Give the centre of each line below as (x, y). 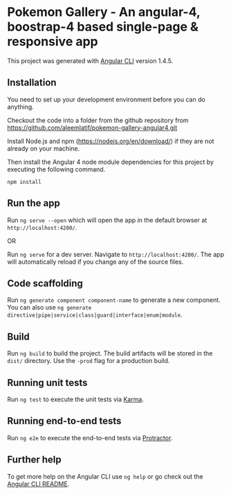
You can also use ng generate (49, 308)
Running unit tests (47, 383)
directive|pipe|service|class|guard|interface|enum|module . (95, 315)
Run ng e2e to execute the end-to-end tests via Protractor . (90, 437)
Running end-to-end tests (64, 421)
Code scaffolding (45, 283)
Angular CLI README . (38, 484)
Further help (35, 460)
